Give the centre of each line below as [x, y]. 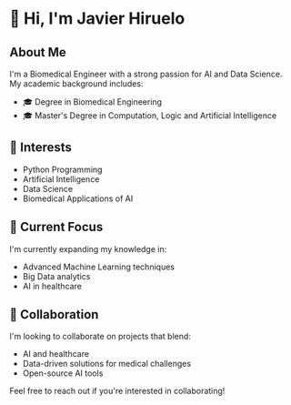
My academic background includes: [76, 84]
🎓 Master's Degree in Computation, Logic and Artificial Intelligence [150, 116]
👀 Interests [41, 148]
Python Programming [62, 169]
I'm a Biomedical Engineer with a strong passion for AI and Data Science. [146, 74]
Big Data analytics [56, 276]
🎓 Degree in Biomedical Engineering [92, 102]
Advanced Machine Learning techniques [99, 267]
